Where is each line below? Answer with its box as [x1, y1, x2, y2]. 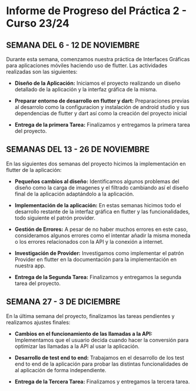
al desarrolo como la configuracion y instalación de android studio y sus [14, 104, 190, 110]
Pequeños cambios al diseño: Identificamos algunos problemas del [14, 178, 180, 185]
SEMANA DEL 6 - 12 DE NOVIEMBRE [6, 40, 140, 50]
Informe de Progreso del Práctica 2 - [6, 4, 187, 18]
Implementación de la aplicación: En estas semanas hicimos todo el [14, 201, 181, 208]
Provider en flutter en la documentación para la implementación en [14, 256, 177, 263]
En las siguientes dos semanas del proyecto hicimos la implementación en [6, 160, 187, 167]
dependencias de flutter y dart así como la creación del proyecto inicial [14, 110, 187, 117]
